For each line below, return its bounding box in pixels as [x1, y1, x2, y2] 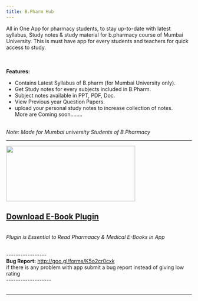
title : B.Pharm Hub [6, 8, 54, 15]
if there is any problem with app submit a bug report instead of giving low [6, 264, 184, 271]
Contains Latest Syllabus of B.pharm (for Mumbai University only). [14, 79, 176, 86]
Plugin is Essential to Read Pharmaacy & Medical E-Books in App [6, 234, 165, 241]
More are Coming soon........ [14, 111, 82, 118]
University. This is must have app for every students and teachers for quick [6, 37, 189, 44]
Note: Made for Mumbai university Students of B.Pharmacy [6, 128, 150, 135]
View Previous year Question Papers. [14, 98, 105, 105]
